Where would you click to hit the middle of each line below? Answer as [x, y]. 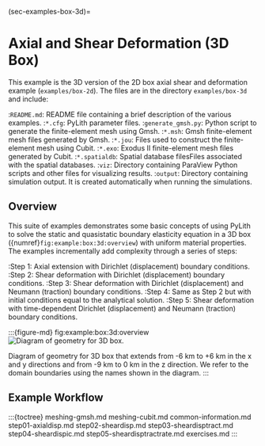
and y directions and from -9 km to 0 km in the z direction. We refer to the [129, 364]
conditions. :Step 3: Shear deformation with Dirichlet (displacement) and [126, 283]
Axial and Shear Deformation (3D [119, 44]
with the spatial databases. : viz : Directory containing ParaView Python [123, 165]
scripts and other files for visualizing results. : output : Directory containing [128, 173]
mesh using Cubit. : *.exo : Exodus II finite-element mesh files [135, 148]
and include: [28, 99]
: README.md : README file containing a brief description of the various [120, 114]
